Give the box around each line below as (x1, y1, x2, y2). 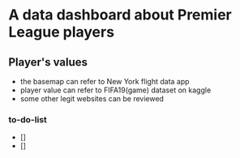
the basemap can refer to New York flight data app (19, 77, 190, 86)
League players (8, 23, 115, 41)
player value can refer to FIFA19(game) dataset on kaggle (19, 85, 212, 95)
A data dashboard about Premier (8, 6, 233, 24)
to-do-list (8, 113, 47, 125)
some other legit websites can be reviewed (19, 94, 165, 103)
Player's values (8, 55, 88, 69)
